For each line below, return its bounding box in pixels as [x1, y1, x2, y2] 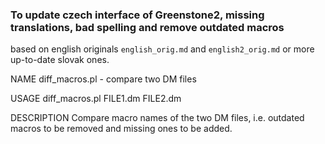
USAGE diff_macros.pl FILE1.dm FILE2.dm [10, 93, 182, 105]
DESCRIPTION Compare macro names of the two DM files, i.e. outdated [10, 112, 305, 124]
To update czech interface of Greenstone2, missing [10, 8, 265, 22]
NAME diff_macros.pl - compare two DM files [10, 73, 197, 85]
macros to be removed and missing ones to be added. [10, 123, 233, 135]
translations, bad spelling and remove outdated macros [10, 20, 285, 34]
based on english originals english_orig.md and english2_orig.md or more [10, 43, 315, 55]
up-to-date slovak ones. [10, 54, 110, 66]
